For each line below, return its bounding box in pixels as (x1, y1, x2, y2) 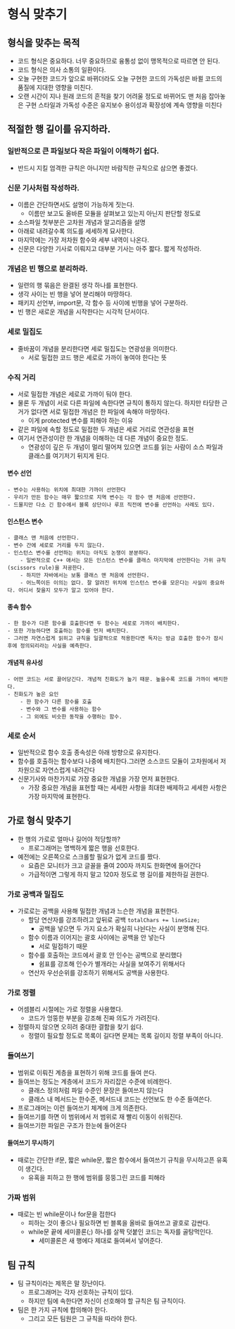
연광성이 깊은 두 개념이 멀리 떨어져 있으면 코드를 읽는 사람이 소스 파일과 (27, 442, 224, 451)
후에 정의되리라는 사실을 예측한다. (7, 642, 93, 649)
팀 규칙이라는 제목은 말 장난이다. (17, 1279, 106, 1287)
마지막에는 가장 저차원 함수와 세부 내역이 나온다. (17, 235, 149, 244)
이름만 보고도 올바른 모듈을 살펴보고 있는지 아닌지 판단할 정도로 (27, 209, 201, 217)
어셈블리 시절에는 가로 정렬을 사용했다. (17, 1005, 123, 1014)
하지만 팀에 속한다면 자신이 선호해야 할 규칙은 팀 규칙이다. (27, 1297, 186, 1305)
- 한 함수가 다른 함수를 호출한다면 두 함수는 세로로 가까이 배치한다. (7, 620, 181, 627)
